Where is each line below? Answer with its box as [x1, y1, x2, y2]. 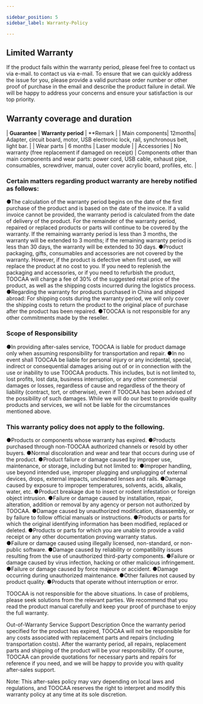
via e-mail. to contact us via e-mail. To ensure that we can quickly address [6, 70, 192, 78]
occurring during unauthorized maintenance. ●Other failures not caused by [6, 572, 195, 579]
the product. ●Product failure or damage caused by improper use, [6, 456, 172, 463]
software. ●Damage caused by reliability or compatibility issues [23, 546, 183, 554]
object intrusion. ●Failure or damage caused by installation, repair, [6, 495, 173, 502]
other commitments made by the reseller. [6, 314, 109, 321]
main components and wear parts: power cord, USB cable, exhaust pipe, [6, 155, 188, 163]
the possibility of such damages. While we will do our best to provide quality [6, 395, 197, 402]
